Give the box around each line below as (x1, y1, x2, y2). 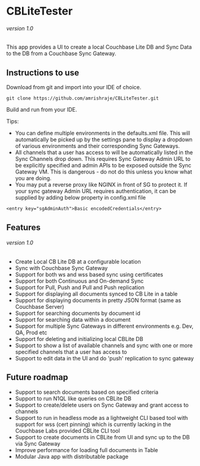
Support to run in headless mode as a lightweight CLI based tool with (15, 414, 188, 421)
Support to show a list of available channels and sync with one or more (15, 342, 193, 349)
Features (6, 222, 41, 232)
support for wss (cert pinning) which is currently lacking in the (15, 420, 171, 428)
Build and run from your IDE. (6, 106, 77, 113)
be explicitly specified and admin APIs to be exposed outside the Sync (15, 162, 191, 169)
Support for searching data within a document (15, 316, 131, 323)
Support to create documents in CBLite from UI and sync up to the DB (15, 433, 190, 441)
